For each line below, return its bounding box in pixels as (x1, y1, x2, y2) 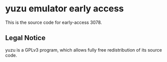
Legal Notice (5, 34, 46, 42)
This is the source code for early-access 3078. (5, 19, 102, 25)
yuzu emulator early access (5, 3, 124, 14)
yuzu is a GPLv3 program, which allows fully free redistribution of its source (5, 47, 162, 53)
